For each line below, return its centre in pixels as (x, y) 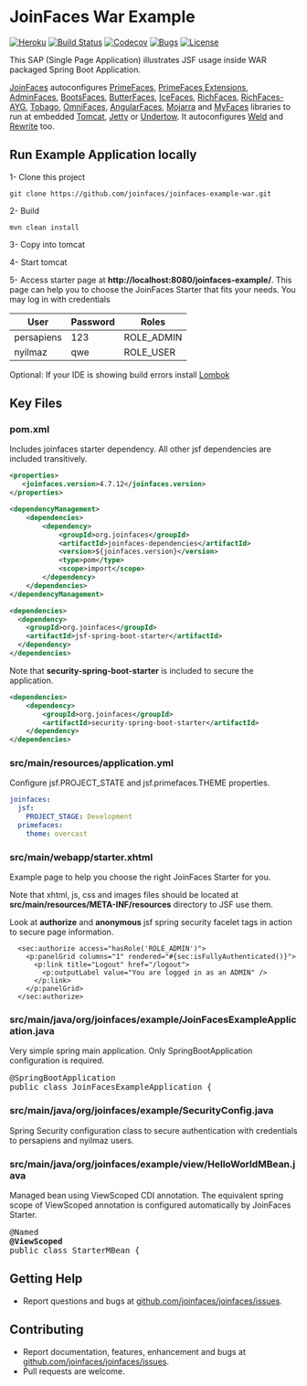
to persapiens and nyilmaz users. (72, 1140)
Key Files (36, 404)
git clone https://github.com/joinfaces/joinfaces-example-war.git (141, 194)
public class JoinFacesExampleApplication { (111, 1087)
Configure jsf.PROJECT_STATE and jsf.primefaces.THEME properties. (140, 783)
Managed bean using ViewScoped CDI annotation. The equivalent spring (147, 1196)
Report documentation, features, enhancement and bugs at (134, 1351)
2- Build (24, 210)
